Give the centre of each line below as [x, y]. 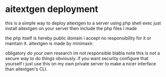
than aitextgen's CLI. [26, 69]
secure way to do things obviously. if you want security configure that [77, 58]
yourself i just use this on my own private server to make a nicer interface [81, 63]
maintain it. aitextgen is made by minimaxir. [49, 43]
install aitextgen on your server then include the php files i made [71, 28]
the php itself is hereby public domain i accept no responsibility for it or [78, 38]
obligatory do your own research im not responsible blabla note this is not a [83, 53]
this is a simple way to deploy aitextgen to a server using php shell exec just [83, 23]
